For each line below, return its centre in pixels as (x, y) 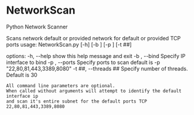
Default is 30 (22, 75)
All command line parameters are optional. (61, 86)
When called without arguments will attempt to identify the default (94, 91)
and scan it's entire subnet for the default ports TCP (77, 101)
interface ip (22, 96)
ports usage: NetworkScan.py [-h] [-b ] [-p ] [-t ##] (69, 44)
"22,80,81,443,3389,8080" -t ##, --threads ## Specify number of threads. (97, 68)
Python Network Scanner (37, 27)
